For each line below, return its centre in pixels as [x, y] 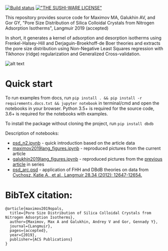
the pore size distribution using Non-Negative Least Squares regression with [84, 48]
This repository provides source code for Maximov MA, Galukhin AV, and [80, 17]
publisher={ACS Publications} [41, 239]
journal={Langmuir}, [31, 226]
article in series [28, 164]
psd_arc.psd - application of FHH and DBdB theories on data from [80, 169]
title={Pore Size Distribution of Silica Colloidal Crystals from [80, 213]
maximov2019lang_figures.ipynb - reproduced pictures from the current [87, 148]
